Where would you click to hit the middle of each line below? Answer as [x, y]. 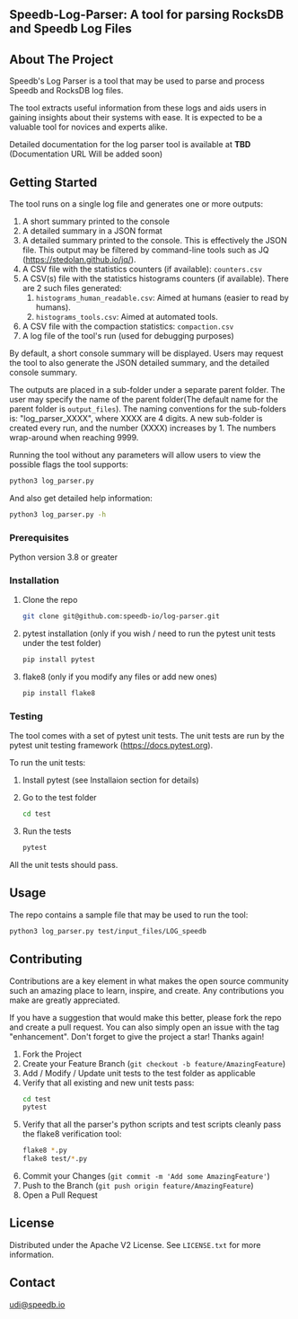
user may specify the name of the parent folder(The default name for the [144, 400]
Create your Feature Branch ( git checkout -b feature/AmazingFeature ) [154, 1063]
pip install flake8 [59, 694]
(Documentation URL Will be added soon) [86, 154]
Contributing [46, 959]
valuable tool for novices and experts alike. [88, 127]
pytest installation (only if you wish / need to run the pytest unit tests [149, 633]
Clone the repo [50, 600]
